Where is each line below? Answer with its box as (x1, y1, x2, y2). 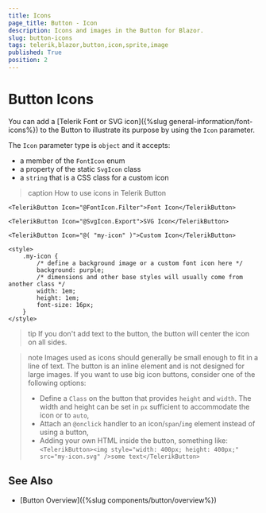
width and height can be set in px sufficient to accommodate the (39, 402, 250, 411)
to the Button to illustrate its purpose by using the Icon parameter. (40, 125, 256, 134)
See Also (8, 474, 53, 488)
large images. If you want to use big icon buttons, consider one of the (27, 369, 256, 379)
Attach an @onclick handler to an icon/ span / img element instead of (39, 418, 256, 428)
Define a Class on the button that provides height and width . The (39, 393, 252, 402)
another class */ (8, 280, 66, 288)
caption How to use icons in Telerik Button (27, 188, 167, 197)
